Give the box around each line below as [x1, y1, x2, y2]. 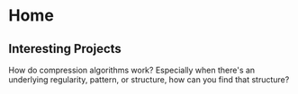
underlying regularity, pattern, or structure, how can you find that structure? [8, 74, 290, 85]
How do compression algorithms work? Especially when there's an [8, 64, 256, 75]
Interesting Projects [8, 41, 122, 56]
